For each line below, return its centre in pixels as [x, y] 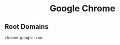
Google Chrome [82, 9]
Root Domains [27, 27]
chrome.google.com [23, 38]
